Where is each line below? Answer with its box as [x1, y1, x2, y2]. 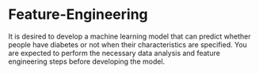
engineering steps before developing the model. [8, 57, 166, 66]
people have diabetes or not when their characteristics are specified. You [8, 39, 248, 49]
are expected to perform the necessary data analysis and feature [8, 48, 220, 57]
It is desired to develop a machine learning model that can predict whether [8, 31, 251, 41]
